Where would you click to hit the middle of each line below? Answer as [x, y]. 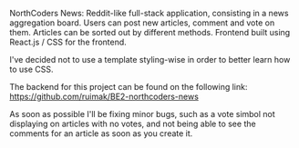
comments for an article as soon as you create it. [101, 133]
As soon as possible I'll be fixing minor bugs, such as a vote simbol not [142, 114]
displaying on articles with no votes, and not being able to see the [133, 123]
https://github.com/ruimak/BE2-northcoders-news [104, 96]
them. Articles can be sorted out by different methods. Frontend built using [150, 32]
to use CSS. [31, 69]
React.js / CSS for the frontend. [68, 42]
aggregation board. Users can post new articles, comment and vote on [142, 23]
